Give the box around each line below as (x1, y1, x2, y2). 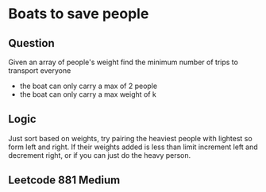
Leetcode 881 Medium (8, 174, 121, 187)
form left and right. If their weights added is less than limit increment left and (8, 142, 258, 152)
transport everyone (8, 66, 71, 75)
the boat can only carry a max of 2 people (19, 81, 157, 90)
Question (8, 36, 55, 50)
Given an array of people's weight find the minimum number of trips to (8, 57, 238, 67)
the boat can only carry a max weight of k (19, 90, 156, 99)
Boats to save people (8, 5, 149, 23)
